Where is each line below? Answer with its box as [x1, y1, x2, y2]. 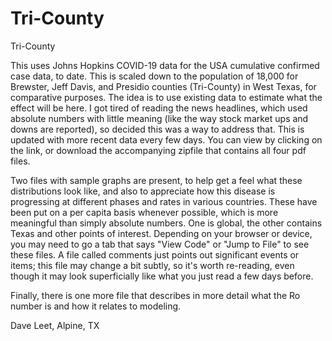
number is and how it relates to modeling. [10, 300, 182, 312]
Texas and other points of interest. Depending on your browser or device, [10, 227, 313, 239]
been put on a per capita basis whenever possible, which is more [10, 206, 279, 218]
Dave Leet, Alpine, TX [10, 319, 100, 331]
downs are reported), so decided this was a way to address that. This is [10, 123, 305, 135]
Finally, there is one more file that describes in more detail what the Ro [10, 289, 301, 301]
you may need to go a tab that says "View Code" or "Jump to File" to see [10, 238, 310, 250]
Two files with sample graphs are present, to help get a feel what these [10, 174, 303, 186]
